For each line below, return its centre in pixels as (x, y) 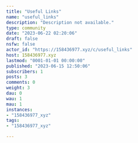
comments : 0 (21, 83)
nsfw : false (21, 45)
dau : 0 (14, 93)
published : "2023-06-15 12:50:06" (48, 66)
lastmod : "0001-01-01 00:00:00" (46, 60)
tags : (13, 121)
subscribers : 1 (25, 71)
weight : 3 (18, 88)
